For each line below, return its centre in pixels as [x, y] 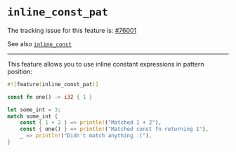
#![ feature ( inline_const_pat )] [53, 84]
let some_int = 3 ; [34, 110]
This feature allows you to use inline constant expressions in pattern [106, 64]
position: [20, 71]
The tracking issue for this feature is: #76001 [72, 30]
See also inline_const [40, 43]
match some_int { [33, 116]
